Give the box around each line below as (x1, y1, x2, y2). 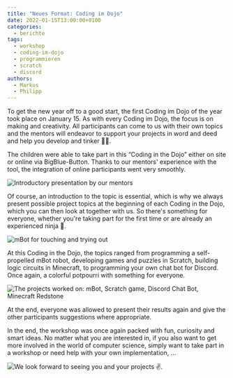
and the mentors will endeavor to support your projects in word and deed (7, 130, 218, 138)
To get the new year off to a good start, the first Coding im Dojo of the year (7, 107, 223, 116)
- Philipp (13, 88, 42, 95)
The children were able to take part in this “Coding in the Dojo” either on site (7, 151, 227, 159)
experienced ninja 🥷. (7, 222, 66, 230)
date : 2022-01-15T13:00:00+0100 (7, 17, 101, 24)
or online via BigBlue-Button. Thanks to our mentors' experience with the (7, 158, 217, 166)
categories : (7, 23, 42, 30)
